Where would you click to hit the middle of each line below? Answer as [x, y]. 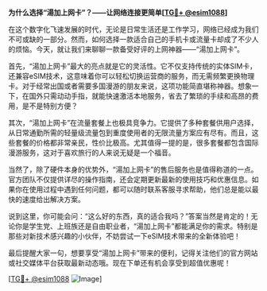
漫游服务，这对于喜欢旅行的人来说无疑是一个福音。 [92, 153]
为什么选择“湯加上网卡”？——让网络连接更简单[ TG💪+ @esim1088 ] [118, 12]
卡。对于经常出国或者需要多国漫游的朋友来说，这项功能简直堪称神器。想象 [130, 86]
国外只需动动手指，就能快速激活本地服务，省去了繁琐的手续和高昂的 [140, 96]
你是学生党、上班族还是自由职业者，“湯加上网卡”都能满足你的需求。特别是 [136, 226]
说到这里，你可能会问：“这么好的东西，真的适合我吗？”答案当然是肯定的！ [130, 216]
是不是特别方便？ [50, 106]
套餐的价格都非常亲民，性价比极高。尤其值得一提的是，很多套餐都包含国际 [137, 143]
